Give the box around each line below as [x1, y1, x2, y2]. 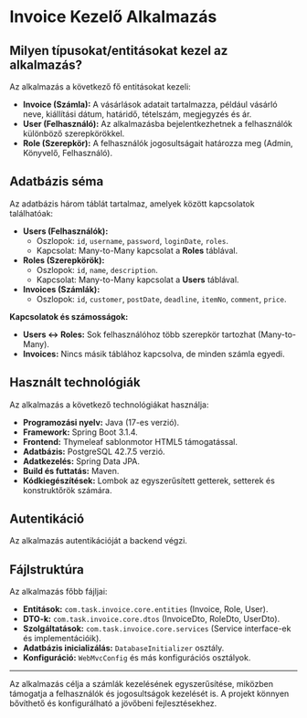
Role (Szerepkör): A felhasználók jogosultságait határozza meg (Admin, [22, 138, 294, 148]
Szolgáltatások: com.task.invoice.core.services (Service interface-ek [22, 623, 291, 634]
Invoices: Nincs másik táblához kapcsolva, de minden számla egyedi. [22, 348, 285, 359]
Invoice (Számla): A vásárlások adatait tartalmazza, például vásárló [22, 99, 278, 110]
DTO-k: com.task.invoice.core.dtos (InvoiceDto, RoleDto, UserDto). [22, 614, 281, 625]
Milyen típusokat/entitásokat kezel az [9, 43, 228, 58]
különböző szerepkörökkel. [22, 128, 125, 139]
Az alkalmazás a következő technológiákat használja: [9, 399, 209, 410]
